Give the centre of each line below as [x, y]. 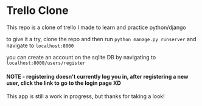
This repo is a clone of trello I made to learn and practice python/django [96, 27]
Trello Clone [37, 11]
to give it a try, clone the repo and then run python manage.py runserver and [101, 39]
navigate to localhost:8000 [40, 45]
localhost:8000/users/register [46, 63]
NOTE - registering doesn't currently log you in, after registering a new [97, 76]
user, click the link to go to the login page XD [64, 83]
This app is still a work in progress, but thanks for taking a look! [86, 96]
